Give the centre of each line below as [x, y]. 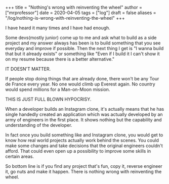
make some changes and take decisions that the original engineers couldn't [84, 146]
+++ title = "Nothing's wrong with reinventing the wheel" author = [74, 7]
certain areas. [20, 156]
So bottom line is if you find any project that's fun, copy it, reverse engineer [84, 166]
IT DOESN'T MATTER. [28, 69]
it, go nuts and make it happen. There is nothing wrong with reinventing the [83, 172]
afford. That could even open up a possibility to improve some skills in [78, 151]
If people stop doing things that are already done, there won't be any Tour [82, 79]
